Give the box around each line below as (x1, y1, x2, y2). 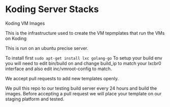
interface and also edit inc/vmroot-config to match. (5, 66, 112, 72)
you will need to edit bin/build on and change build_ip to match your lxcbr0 (5, 60, 161, 66)
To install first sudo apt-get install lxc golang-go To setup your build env (5, 55, 162, 61)
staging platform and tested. (5, 96, 64, 102)
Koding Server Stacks (5, 4, 99, 15)
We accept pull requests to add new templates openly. (5, 75, 119, 81)
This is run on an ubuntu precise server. (5, 45, 89, 51)
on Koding (5, 35, 27, 41)
